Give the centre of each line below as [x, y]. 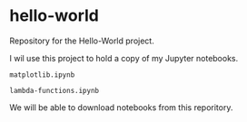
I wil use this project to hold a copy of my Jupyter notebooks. [124, 58]
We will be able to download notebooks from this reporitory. [121, 107]
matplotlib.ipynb [42, 75]
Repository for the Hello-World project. [82, 41]
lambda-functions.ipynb [54, 90]
